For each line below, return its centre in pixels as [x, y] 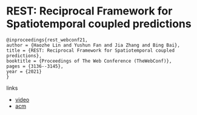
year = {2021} [24, 71]
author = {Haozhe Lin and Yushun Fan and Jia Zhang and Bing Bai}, [93, 45]
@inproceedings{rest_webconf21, [47, 40]
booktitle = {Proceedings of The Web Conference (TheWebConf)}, [89, 61]
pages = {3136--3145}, [35, 66]
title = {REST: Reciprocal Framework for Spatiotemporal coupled [90, 50]
